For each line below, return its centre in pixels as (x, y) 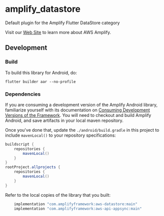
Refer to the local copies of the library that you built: (58, 195)
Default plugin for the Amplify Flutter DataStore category (63, 23)
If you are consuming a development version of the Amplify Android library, (81, 105)
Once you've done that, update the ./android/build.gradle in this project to (82, 130)
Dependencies (23, 94)
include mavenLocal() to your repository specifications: (61, 135)
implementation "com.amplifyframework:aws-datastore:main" (76, 204)
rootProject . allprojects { (33, 167)
